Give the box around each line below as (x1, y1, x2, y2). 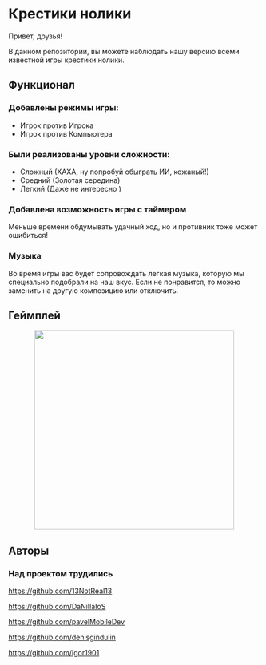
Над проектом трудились (8, 568, 113, 579)
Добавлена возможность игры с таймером (8, 204, 187, 215)
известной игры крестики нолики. (8, 55, 125, 65)
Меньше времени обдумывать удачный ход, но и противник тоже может (8, 222, 258, 232)
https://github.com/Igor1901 (8, 648, 100, 658)
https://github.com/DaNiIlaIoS (8, 602, 106, 612)
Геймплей (8, 308, 62, 322)
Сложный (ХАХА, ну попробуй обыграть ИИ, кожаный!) (19, 167, 209, 176)
